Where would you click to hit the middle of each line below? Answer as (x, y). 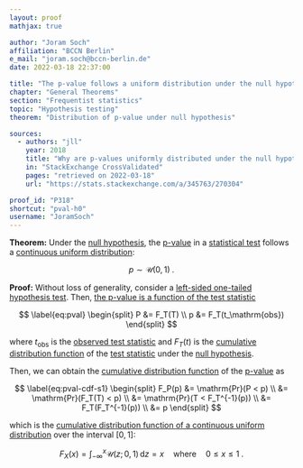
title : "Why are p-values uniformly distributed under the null (149, 159)
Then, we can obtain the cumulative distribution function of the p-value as (147, 371)
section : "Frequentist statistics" (76, 100)
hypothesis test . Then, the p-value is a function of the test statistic (133, 298)
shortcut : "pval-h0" (48, 208)
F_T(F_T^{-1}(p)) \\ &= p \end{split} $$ (151, 408)
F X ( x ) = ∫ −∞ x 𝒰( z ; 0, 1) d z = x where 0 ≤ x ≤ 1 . (151, 454)
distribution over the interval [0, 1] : (73, 435)
